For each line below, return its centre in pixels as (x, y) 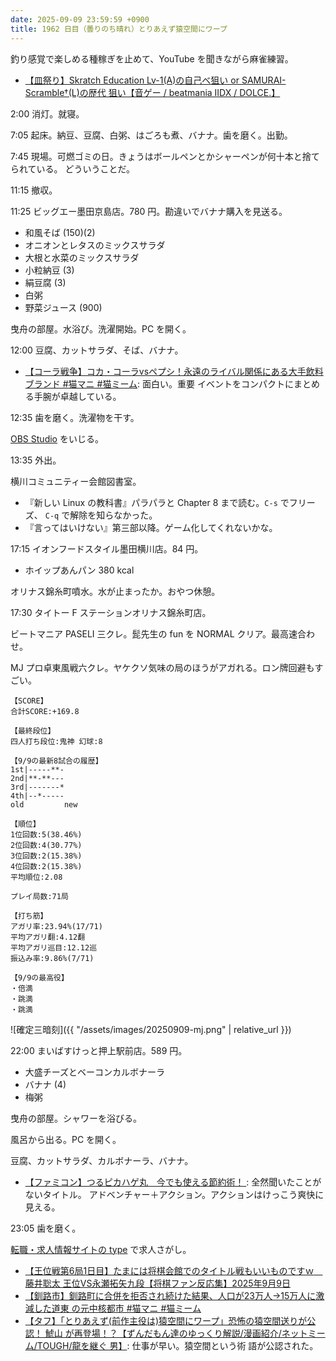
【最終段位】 (33, 731)
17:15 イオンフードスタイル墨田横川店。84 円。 (107, 548)
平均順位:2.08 (36, 877)
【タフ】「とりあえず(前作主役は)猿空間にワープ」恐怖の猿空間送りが (166, 1320)
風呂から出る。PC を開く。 (66, 1139)
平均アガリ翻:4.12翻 (48, 937)
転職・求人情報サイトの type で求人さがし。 (101, 1249)
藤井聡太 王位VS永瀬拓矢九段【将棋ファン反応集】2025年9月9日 (157, 1283)
